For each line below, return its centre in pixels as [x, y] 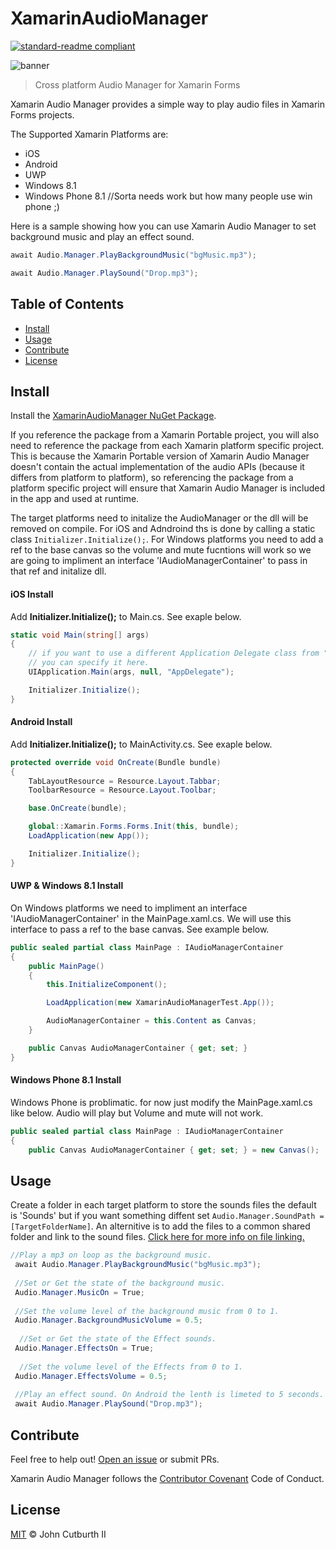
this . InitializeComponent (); [107, 985]
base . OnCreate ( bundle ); [78, 808]
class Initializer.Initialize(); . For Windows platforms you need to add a [167, 539]
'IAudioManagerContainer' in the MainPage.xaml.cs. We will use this [151, 918]
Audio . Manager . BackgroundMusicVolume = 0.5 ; [108, 1320]
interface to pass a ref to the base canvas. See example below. [140, 929]
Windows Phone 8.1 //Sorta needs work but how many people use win [168, 196]
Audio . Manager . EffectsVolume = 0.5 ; [91, 1376]
